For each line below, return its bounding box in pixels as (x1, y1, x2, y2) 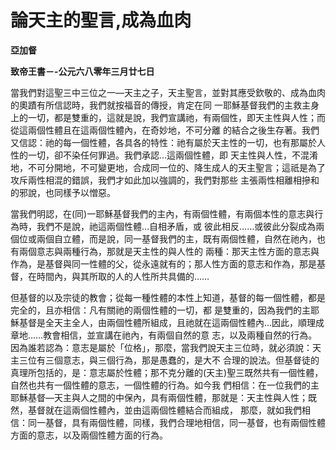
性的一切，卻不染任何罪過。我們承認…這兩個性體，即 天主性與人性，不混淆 (10, 149, 319, 161)
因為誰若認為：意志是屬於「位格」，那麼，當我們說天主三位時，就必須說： (10, 341, 313, 353)
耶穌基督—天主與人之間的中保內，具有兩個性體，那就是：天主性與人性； (10, 391, 308, 403)
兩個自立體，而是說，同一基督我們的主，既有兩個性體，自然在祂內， (36, 232, 317, 245)
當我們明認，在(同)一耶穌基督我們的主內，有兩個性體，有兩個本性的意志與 (10, 207, 315, 220)
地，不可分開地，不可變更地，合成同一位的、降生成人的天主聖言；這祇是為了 (10, 161, 326, 173)
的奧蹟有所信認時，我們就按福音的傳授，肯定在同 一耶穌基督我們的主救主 (10, 99, 311, 111)
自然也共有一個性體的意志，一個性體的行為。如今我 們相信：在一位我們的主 (10, 379, 320, 391)
